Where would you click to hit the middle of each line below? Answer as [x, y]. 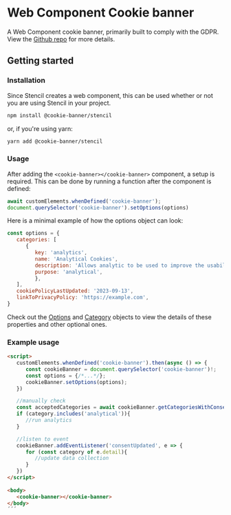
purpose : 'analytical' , [69, 272]
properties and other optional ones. [57, 324]
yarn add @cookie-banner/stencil [55, 141]
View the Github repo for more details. [61, 39]
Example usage [33, 342]
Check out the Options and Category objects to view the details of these [109, 317]
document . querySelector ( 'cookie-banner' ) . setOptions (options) [98, 208]
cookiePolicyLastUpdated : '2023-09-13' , [75, 291]
